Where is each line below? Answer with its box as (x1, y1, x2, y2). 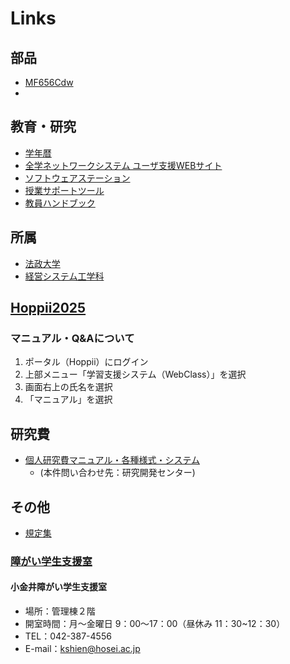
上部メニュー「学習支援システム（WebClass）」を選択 (24, 368, 247, 381)
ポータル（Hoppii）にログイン (24, 356, 149, 368)
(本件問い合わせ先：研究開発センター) (39, 467, 196, 479)
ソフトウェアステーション (24, 172, 131, 184)
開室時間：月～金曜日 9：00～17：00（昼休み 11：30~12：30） (24, 618, 286, 630)
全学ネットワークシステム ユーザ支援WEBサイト (24, 159, 223, 171)
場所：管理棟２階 (24, 605, 96, 617)
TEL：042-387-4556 (24, 630, 112, 642)
